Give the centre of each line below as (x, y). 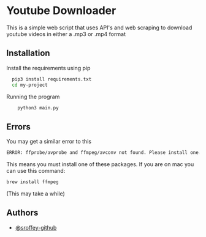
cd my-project (30, 85)
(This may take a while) (36, 194)
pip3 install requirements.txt (52, 79)
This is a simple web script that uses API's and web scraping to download (99, 27)
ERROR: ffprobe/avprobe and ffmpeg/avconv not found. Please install (97, 153)
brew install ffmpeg (33, 182)
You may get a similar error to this (49, 142)
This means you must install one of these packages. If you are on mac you (100, 164)
